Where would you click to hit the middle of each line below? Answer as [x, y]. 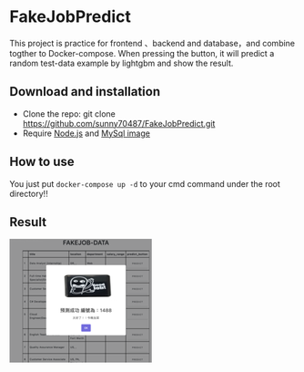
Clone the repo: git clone [69, 114]
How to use [42, 162]
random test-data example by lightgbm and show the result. [122, 63]
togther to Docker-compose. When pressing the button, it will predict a [142, 53]
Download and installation [85, 92]
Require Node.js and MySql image [86, 133]
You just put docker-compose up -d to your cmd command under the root [145, 183]
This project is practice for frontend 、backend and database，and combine [152, 43]
